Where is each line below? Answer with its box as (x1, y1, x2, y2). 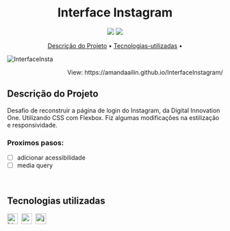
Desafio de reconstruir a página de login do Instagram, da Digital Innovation (7, 106, 220, 114)
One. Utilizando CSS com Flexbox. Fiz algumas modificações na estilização (7, 113, 220, 121)
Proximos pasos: (7, 138, 64, 147)
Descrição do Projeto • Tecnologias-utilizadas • (47, 41, 183, 49)
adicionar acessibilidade (16, 154, 86, 162)
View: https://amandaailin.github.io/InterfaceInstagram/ (67, 68, 223, 76)
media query (16, 161, 53, 169)
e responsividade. (7, 121, 58, 129)
